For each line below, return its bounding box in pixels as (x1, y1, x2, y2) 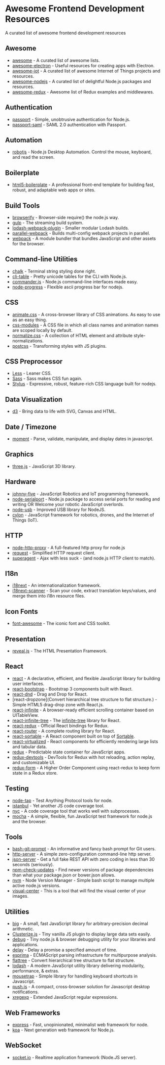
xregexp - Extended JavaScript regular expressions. (12, 994, 118, 1000)
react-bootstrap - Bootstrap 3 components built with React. (12, 686, 133, 692)
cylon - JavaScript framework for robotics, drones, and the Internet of (12, 511, 154, 517)
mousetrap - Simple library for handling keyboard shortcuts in (12, 973, 138, 979)
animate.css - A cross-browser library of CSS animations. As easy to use (12, 311, 161, 317)
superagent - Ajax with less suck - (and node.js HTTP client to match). (12, 555, 156, 561)
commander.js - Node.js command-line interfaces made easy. (12, 278, 138, 284)
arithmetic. (12, 926, 34, 932)
